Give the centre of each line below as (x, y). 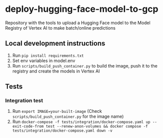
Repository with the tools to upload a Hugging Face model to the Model (78, 23)
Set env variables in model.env (44, 61)
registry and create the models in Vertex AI (56, 71)
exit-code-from (28, 127)
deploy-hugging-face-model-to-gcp (82, 9)
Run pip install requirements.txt (48, 55)
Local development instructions (55, 44)
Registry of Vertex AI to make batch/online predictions (60, 28)
